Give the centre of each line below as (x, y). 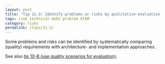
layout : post (19, 10)
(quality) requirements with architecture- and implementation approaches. (81, 47)
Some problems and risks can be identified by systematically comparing (79, 42)
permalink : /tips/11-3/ (30, 28)
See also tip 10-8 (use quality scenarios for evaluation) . (61, 56)
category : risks (22, 23)
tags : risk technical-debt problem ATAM (47, 19)
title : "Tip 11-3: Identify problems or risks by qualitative (70, 14)
